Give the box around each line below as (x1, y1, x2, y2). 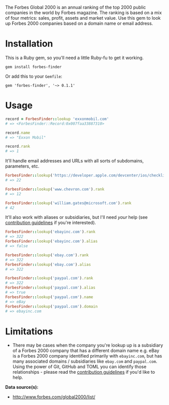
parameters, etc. (5, 163, 40, 169)
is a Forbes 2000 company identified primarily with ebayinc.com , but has (12, 353, 162, 359)
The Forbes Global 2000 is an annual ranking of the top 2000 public (5, 5, 146, 10)
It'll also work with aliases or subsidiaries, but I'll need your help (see (5, 214, 148, 220)
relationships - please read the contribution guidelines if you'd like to (12, 369, 155, 375)
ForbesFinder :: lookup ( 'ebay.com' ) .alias (5, 262, 92, 267)
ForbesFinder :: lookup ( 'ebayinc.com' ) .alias (5, 239, 98, 244)
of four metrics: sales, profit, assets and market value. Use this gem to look (5, 15, 161, 21)
